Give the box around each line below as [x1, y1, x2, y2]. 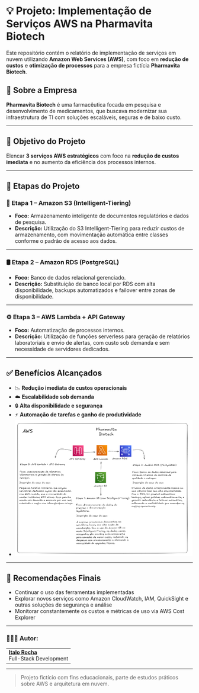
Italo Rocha [8, 649, 37, 656]
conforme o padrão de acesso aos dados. [14, 238, 117, 245]
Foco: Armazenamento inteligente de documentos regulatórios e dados [14, 212, 190, 220]
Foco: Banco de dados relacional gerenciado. [14, 274, 126, 281]
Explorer [14, 614, 36, 621]
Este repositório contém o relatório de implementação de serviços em [6, 49, 176, 56]
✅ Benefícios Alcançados [6, 368, 102, 378]
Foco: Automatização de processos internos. [14, 326, 125, 333]
